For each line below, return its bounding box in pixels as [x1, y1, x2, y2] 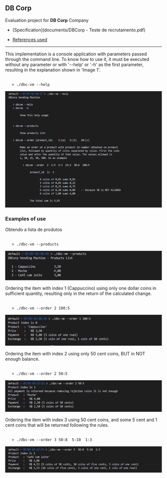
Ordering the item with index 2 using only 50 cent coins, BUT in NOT [5, 351, 146, 357]
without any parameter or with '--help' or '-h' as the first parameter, [5, 61, 144, 67]
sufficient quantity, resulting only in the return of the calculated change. [5, 290, 152, 296]
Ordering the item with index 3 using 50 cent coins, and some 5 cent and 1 [5, 417, 158, 423]
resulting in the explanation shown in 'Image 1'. [5, 67, 101, 73]
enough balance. [5, 356, 40, 362]
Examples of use [5, 215, 46, 222]
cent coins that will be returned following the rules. [5, 422, 109, 428]
